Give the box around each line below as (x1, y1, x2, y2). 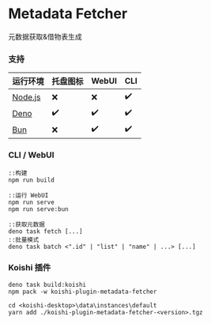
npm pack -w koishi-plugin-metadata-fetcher (8, 288, 157, 296)
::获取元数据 (8, 220, 45, 228)
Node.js (12, 92, 41, 103)
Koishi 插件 (8, 262, 51, 273)
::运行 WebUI (8, 191, 49, 199)
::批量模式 (8, 235, 40, 243)
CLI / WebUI (8, 149, 55, 160)
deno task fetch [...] (8, 227, 83, 235)
